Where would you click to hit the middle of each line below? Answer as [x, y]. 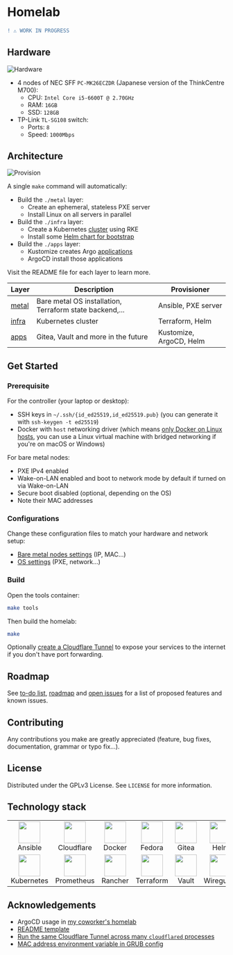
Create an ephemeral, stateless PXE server [89, 207]
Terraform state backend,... [80, 310]
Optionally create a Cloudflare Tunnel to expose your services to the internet [116, 647]
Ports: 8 [38, 127]
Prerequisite [28, 385]
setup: [16, 541]
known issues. [28, 700]
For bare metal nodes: [39, 458]
